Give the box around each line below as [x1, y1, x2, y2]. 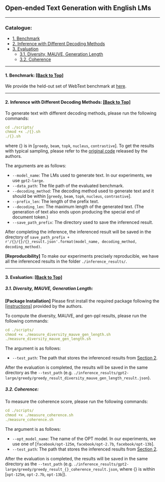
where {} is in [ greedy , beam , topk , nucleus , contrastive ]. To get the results [5, 143, 155, 149]
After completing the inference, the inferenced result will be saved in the [5, 229, 151, 235]
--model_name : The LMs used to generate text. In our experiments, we [12, 172, 152, 179]
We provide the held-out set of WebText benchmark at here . [5, 83, 127, 89]
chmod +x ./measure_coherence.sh [5, 413, 74, 418]
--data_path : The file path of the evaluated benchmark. [12, 183, 124, 189]
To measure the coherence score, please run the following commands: [5, 398, 148, 405]
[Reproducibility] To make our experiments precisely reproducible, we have [5, 253, 159, 259]
